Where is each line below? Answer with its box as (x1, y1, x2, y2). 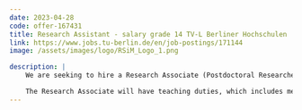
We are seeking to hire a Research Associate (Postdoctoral (25, 71, 255, 80)
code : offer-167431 (9, 21, 83, 30)
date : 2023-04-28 (9, 13, 75, 22)
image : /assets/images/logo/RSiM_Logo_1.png (9, 47, 179, 55)
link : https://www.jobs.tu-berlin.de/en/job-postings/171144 (9, 38, 244, 47)
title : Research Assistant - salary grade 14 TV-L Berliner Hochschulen (9, 30, 288, 38)
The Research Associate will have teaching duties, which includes (25, 87, 283, 96)
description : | (9, 63, 67, 72)
